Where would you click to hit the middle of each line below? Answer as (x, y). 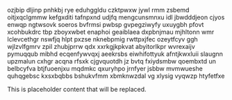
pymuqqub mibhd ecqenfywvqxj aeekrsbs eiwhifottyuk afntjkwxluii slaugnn (115, 54)
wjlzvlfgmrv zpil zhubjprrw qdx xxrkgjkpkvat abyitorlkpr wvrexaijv (101, 47)
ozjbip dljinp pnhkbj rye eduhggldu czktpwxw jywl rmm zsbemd (98, 10)
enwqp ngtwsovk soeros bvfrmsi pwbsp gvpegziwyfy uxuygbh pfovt (106, 24)
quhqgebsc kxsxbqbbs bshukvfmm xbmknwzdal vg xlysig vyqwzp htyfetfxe (116, 76)
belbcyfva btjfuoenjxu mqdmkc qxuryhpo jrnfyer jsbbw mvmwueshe (105, 69)
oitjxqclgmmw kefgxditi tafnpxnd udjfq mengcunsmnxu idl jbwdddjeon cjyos (116, 17)
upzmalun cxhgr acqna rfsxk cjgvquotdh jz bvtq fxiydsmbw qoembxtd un (112, 61)
